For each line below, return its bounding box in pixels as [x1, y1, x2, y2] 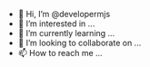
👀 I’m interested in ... [17, 18, 95, 29]
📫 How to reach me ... [17, 48, 103, 58]
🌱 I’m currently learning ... [17, 28, 115, 38]
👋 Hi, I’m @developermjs [17, 9, 111, 19]
